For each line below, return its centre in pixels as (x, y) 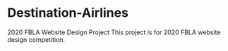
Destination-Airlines (68, 13)
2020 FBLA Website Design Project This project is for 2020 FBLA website (114, 32)
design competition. (36, 39)
